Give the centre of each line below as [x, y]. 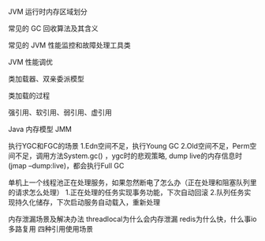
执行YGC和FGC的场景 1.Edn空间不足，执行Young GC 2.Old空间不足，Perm [129, 146]
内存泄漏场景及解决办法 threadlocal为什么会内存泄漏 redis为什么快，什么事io [133, 219]
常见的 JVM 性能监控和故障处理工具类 [70, 45]
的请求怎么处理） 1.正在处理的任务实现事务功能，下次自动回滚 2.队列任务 [126, 192]
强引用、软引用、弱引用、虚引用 [60, 112]
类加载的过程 [29, 96]
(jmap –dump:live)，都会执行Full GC [66, 166]
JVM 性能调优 [31, 62]
